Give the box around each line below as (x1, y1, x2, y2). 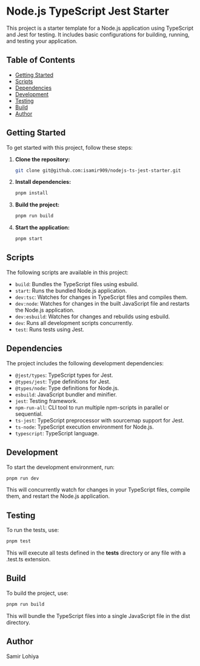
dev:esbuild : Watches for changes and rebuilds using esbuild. (15, 312, 170, 320)
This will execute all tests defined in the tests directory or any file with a (6, 549, 186, 556)
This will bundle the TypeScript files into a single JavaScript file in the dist (6, 612, 190, 619)
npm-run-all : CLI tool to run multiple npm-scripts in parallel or (15, 404, 169, 411)
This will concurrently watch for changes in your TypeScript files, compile (6, 486, 190, 494)
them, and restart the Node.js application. (6, 492, 110, 500)
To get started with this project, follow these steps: (6, 144, 133, 151)
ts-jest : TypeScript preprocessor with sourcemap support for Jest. (15, 416, 185, 424)
